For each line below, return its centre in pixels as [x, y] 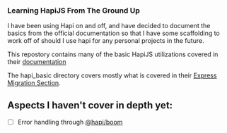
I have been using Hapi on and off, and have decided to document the [109, 26]
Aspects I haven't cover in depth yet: [90, 105]
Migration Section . [34, 83]
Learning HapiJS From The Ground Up [74, 11]
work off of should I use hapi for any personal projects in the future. [106, 41]
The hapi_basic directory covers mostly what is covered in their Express [112, 75]
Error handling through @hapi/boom [70, 122]
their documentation [37, 62]
